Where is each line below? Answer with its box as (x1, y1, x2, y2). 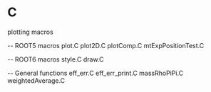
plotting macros (7, 28, 53, 36)
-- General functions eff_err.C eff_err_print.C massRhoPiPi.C (7, 69, 184, 77)
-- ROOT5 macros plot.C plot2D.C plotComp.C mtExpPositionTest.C (7, 41, 205, 50)
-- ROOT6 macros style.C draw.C (7, 54, 104, 64)
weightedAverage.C (7, 76, 66, 85)
